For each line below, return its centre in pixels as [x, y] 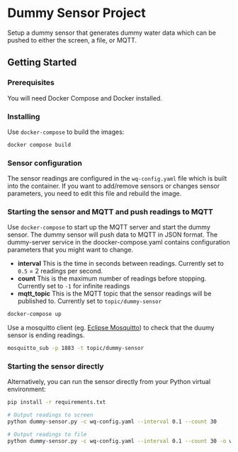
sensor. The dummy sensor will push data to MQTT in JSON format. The [113, 235]
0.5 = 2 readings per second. [60, 271]
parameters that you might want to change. [70, 250]
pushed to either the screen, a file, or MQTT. [72, 40]
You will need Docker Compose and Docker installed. [85, 98]
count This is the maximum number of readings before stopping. [112, 278]
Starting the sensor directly [56, 366]
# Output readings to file [47, 435]
